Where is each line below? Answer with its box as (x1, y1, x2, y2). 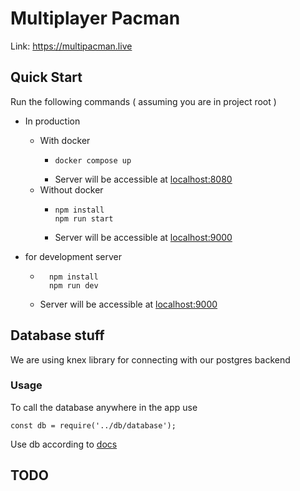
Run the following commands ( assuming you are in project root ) (10, 95, 277, 107)
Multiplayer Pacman (10, 7, 181, 30)
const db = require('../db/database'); (10, 420, 177, 431)
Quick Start (10, 69, 83, 86)
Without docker (39, 183, 104, 196)
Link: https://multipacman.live (10, 40, 133, 52)
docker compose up (54, 155, 132, 166)
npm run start (54, 213, 114, 224)
